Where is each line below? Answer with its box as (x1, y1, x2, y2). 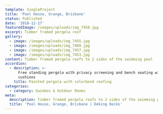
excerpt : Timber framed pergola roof (5, 30, 81, 34)
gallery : (5, 34, 23, 39)
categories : (5, 83, 29, 89)
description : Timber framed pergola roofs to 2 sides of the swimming (9, 98, 155, 102)
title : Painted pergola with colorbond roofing (14, 79, 112, 84)
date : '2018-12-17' (5, 20, 45, 26)
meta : (5, 93, 16, 98)
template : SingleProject (5, 7, 55, 12)
